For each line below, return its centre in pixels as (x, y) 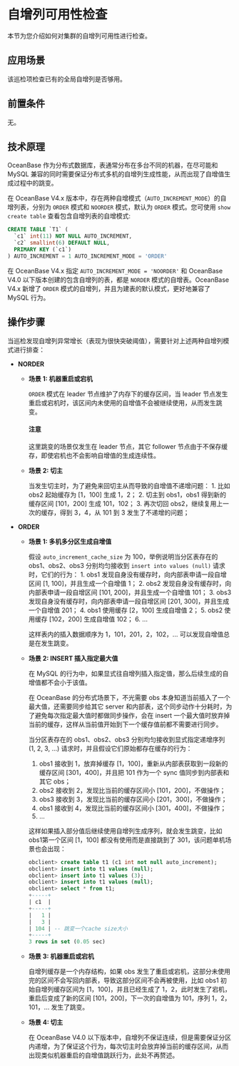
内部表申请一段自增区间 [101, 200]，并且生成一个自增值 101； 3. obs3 (130, 592)
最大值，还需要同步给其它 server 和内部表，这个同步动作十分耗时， (127, 706)
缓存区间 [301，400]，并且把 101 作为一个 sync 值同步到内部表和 (134, 772)
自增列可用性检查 (58, 15)
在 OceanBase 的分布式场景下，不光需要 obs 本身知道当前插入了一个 (129, 697)
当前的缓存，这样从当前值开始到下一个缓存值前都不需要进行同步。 (125, 724)
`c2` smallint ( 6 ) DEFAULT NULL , (62, 243)
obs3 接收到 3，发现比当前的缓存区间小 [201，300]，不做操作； (133, 799)
